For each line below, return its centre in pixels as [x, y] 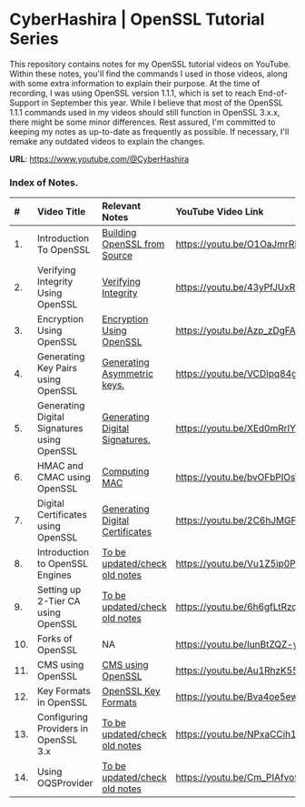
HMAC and [61, 466]
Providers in [63, 729]
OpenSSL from [133, 244]
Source [118, 256]
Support [25, 102]
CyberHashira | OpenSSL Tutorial [137, 20]
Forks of [55, 639]
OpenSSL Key [131, 691]
